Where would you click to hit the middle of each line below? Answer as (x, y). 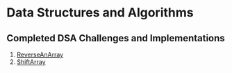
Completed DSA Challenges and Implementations (116, 38)
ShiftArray (31, 62)
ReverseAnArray (40, 54)
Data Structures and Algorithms (100, 13)
